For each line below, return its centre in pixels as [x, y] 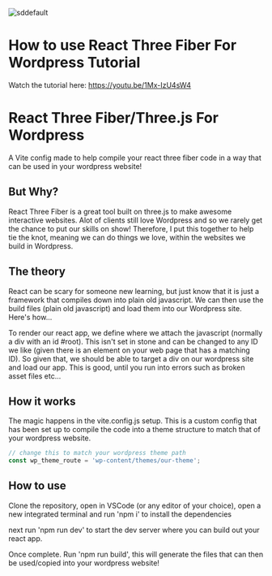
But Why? [34, 192]
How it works [42, 401]
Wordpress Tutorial [74, 63]
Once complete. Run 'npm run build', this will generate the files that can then [136, 554]
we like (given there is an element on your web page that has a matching [130, 350]
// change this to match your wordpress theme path [97, 453]
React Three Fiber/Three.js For [113, 118]
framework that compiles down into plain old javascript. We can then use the [136, 300]
